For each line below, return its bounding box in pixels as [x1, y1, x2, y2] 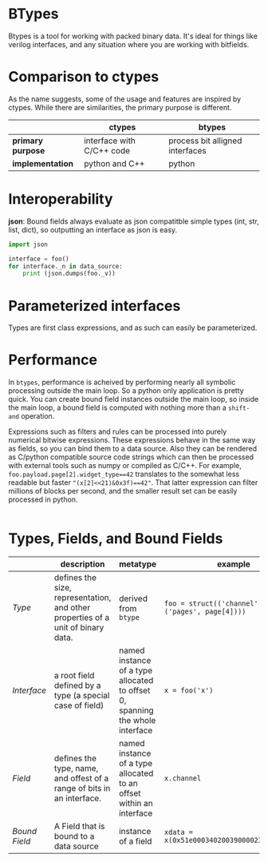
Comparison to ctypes [8, 68, 160, 86]
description [60, 558, 105, 570]
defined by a [54, 680, 101, 691]
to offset [118, 685, 151, 696]
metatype [118, 558, 157, 570]
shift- [228, 404, 250, 412]
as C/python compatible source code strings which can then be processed [8, 452, 254, 462]
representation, [54, 592, 112, 603]
